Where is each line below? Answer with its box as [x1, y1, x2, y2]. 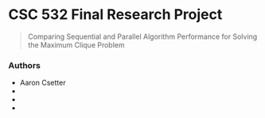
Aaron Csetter [19, 78, 66, 88]
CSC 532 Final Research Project [8, 6, 223, 24]
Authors [8, 59, 41, 70]
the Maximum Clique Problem [27, 40, 125, 49]
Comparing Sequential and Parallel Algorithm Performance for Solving [27, 32, 258, 41]
